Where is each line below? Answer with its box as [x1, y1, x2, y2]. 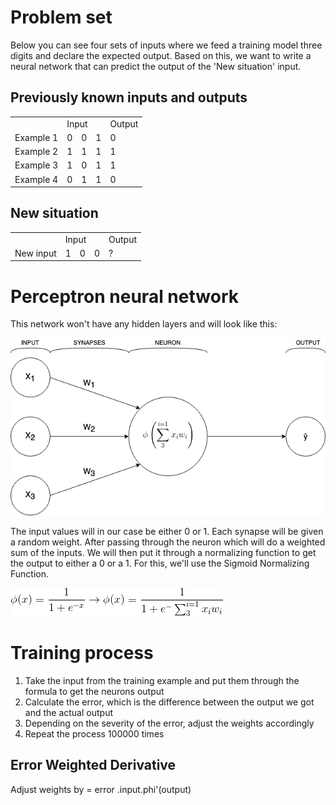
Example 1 [14, 131, 59, 143]
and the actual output [24, 707, 113, 719]
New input [14, 247, 57, 259]
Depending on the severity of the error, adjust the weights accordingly [24, 717, 315, 730]
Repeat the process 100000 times [24, 728, 165, 740]
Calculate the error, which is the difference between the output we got [24, 696, 315, 708]
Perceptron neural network [10, 285, 239, 308]
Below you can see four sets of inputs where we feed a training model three [10, 39, 323, 51]
